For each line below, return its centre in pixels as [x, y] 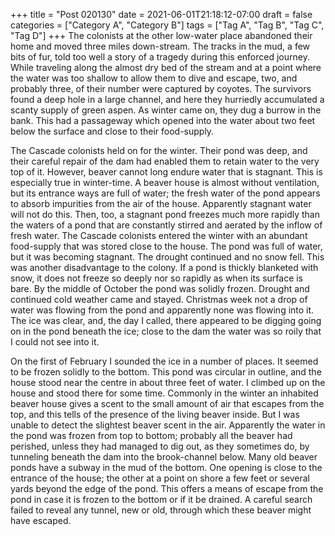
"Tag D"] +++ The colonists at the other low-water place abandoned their [161, 35]
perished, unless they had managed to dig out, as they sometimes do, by [160, 446]
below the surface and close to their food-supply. [112, 131]
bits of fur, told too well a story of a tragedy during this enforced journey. [160, 57]
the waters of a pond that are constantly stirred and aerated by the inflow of [166, 225]
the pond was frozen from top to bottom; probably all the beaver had [151, 435]
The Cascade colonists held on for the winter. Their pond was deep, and [159, 150]
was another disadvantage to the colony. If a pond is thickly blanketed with [164, 267]
